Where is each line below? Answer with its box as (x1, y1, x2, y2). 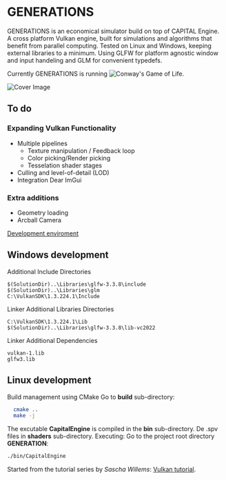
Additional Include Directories (7, 267, 92, 275)
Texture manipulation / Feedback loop (27, 146, 136, 155)
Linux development (7, 375, 92, 386)
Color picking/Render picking (27, 154, 111, 162)
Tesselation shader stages (27, 161, 102, 169)
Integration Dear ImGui (17, 176, 82, 184)
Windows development (7, 249, 109, 261)
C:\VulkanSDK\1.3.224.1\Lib (7, 318, 88, 325)
